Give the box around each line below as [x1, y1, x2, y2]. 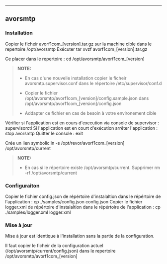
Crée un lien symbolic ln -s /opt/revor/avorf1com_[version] [5, 140, 125, 146]
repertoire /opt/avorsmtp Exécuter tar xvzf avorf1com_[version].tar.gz [5, 46, 148, 52]
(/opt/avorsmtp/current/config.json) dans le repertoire [5, 248, 116, 254]
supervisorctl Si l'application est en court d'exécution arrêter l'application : [5, 125, 158, 131]
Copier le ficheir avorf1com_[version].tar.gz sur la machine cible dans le [5, 41, 152, 47]
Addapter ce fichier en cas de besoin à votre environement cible [24, 110, 157, 116]
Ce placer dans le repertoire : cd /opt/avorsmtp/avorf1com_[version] [5, 56, 145, 62]
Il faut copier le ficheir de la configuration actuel [5, 243, 103, 249]
